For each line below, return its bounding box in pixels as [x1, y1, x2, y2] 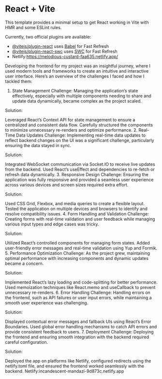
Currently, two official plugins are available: [5, 34, 91, 40]
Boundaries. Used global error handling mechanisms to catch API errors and [5, 323, 157, 330]
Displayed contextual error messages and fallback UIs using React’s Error [5, 318, 151, 324]
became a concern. [5, 260, 44, 266]
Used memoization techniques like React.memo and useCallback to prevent [5, 284, 156, 290]
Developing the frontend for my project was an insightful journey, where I [5, 63, 151, 69]
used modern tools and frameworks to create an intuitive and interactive [5, 68, 149, 74]
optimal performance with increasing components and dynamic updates [5, 255, 149, 261]
